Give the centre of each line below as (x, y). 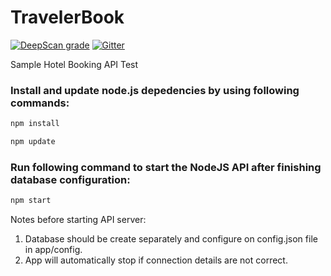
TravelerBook (67, 17)
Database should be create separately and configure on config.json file (171, 239)
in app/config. (53, 250)
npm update (33, 142)
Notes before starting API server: (78, 220)
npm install (35, 124)
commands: (40, 103)
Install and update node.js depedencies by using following (155, 90)
